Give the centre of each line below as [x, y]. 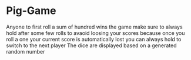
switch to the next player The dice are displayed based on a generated [92, 45]
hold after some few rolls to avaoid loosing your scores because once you [95, 33]
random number [26, 51]
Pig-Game [31, 11]
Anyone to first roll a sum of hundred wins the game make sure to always [95, 27]
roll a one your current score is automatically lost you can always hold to [94, 39]
